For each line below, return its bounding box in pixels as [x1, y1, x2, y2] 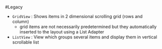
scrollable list [12, 39, 39, 45]
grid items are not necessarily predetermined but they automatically [19, 24, 157, 30]
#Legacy [5, 4, 23, 10]
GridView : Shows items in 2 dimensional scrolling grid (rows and [12, 14, 143, 19]
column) [12, 19, 29, 24]
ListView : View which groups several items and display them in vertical [12, 34, 157, 40]
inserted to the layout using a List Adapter [19, 29, 105, 34]
